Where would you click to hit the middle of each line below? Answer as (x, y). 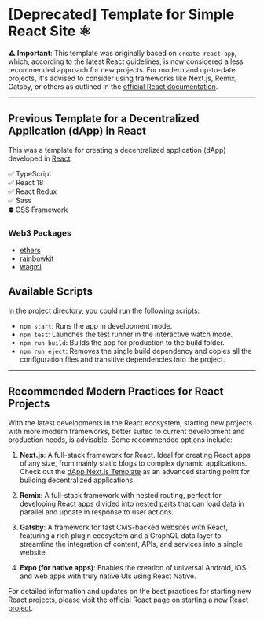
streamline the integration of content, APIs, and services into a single (131, 544)
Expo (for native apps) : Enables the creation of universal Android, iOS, (134, 567)
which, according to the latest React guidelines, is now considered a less (126, 61)
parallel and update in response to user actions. (97, 512)
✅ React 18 (26, 182)
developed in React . (40, 158)
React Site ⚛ (50, 31)
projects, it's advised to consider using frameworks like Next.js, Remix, (123, 78)
